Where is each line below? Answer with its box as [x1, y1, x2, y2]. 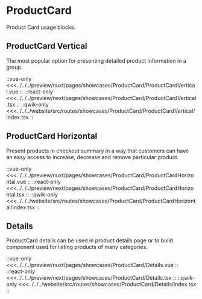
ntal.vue [6, 178, 27, 185]
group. [6, 63, 23, 71]
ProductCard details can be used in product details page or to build [6, 237, 174, 244]
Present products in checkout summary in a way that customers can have [6, 147, 189, 154]
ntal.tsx [6, 190, 25, 198]
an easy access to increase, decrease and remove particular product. [6, 153, 179, 160]
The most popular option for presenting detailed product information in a [6, 57, 187, 64]
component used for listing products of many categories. [6, 244, 148, 251]
